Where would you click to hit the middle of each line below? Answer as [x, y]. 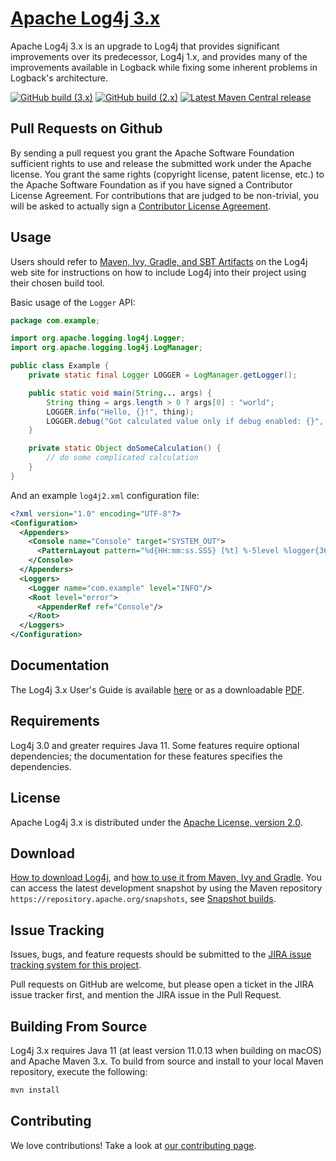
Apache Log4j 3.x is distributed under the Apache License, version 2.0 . [156, 822]
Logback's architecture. [59, 78]
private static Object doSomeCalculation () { [125, 448]
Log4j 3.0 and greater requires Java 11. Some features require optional [155, 745]
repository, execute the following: [79, 1071]
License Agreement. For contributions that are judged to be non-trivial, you [164, 195]
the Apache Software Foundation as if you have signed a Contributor [151, 184]
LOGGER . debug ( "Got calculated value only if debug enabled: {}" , [185, 421]
